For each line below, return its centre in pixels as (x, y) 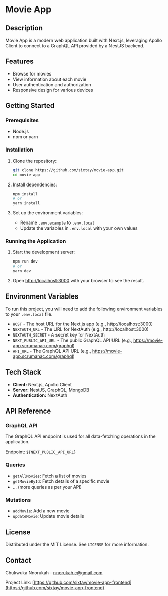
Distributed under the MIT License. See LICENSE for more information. (77, 544)
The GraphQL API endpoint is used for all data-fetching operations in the (80, 436)
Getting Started (30, 106)
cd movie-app (26, 175)
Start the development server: (44, 252)
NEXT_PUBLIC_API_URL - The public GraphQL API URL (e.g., (72, 340)
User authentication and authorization (52, 84)
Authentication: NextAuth (40, 395)
